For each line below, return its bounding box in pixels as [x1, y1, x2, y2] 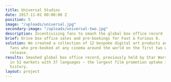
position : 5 [5, 17, 31, 22]
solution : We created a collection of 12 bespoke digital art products [5, 41, 160, 46]
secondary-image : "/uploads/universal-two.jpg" [5, 26, 108, 32]
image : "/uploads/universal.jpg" [5, 21, 76, 27]
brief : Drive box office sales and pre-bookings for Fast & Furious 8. [5, 36, 160, 41]
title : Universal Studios [5, 7, 60, 13]
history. [10, 64, 28, 69]
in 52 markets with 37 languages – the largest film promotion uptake [10, 60, 163, 65]
